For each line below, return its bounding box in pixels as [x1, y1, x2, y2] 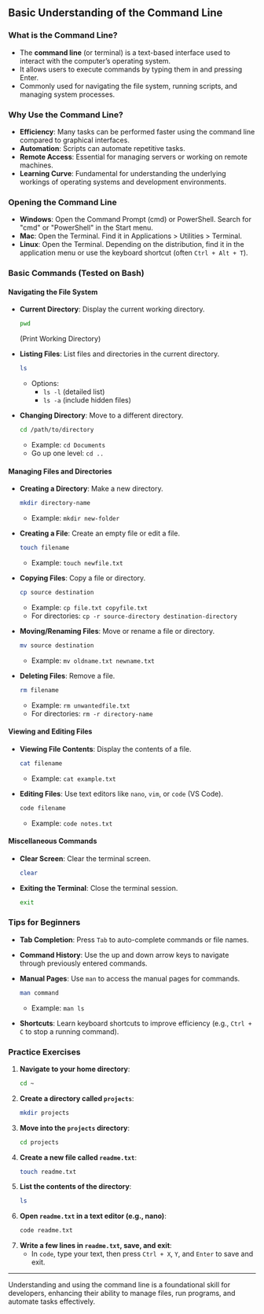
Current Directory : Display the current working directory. [19, 304, 206, 314]
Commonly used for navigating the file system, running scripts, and [19, 81, 238, 90]
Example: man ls [31, 1003, 85, 1013]
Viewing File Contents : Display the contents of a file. [19, 744, 192, 753]
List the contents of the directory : [19, 1182, 132, 1191]
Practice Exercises [8, 1046, 81, 1057]
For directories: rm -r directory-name [31, 709, 153, 718]
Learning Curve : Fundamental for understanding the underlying [19, 168, 226, 178]
